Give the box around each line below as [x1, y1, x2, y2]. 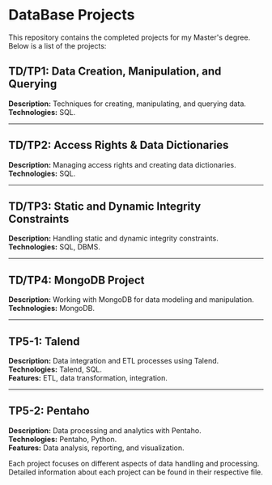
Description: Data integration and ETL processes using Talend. [8, 356, 219, 365]
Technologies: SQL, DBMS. [8, 242, 101, 252]
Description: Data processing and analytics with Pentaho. [8, 425, 202, 435]
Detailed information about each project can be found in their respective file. [8, 467, 263, 477]
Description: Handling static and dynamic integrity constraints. [8, 233, 219, 244]
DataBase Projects [8, 6, 135, 24]
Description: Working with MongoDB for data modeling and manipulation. [8, 295, 255, 304]
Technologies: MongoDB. [8, 304, 96, 313]
